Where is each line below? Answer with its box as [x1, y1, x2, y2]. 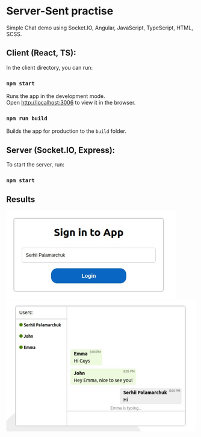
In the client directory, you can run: [6, 64, 93, 71]
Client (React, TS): [6, 48, 76, 58]
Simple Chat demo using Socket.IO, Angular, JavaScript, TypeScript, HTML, [6, 24, 194, 31]
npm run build [6, 115, 48, 121]
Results [6, 194, 36, 205]
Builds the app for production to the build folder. [6, 127, 127, 135]
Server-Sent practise [6, 4, 114, 18]
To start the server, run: [6, 161, 65, 168]
